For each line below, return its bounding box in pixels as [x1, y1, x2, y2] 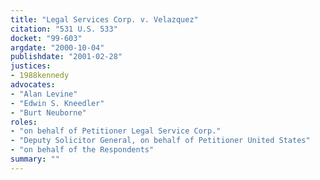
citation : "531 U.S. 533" [10, 24, 118, 34]
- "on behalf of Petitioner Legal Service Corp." [10, 126, 222, 136]
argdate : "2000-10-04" [10, 42, 105, 53]
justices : [10, 61, 52, 71]
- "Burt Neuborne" [10, 107, 87, 118]
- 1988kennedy [10, 71, 70, 81]
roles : [10, 117, 38, 127]
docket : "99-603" [10, 33, 83, 43]
